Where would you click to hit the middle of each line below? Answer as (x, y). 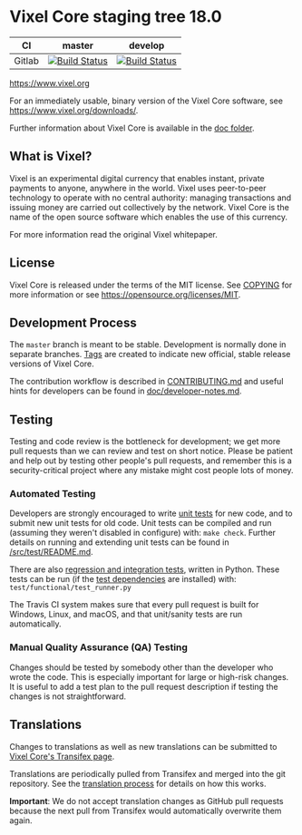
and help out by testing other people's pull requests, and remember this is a (151, 461)
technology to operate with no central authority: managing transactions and (151, 198)
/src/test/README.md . (51, 552)
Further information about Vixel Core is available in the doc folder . (132, 128)
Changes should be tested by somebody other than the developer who (141, 667)
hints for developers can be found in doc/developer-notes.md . (126, 391)
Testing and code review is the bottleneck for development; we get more (145, 442)
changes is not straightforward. (68, 696)
